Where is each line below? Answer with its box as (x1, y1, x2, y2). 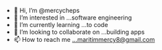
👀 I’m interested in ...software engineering (13, 14, 132, 22)
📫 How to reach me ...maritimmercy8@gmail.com (13, 36, 155, 43)
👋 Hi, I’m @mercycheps (13, 7, 80, 14)
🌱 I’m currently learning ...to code (13, 21, 108, 28)
